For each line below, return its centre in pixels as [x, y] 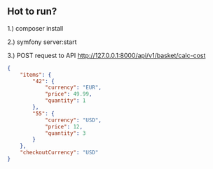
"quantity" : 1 [65, 101]
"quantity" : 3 [65, 133]
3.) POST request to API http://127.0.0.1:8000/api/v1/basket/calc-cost [106, 55]
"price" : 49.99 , [68, 94]
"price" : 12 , [63, 126]
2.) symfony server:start [42, 42]
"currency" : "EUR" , [73, 88]
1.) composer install [35, 28]
